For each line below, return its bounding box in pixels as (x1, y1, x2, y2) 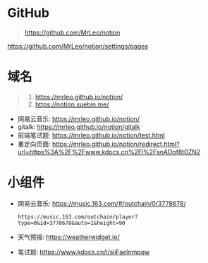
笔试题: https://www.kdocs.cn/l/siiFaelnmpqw (17, 247, 150, 256)
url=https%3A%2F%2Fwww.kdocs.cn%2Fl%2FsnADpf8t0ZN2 (17, 147, 201, 156)
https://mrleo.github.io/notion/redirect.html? (51, 140, 180, 148)
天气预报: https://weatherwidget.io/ (17, 233, 120, 241)
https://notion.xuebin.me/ (35, 100, 109, 109)
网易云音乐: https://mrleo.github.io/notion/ (17, 114, 140, 123)
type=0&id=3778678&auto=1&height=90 (17, 219, 126, 226)
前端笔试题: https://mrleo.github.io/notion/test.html (17, 130, 166, 139)
